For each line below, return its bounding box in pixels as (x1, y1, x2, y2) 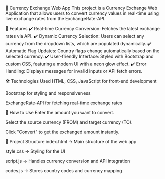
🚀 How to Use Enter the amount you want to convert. (5, 110, 115, 115)
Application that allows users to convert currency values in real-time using (5, 10, 159, 16)
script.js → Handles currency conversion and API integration (5, 158, 130, 164)
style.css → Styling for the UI (5, 148, 65, 154)
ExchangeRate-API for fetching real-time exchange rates (5, 100, 122, 106)
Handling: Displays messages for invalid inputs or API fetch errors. (5, 68, 142, 74)
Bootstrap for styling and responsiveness (5, 90, 91, 96)
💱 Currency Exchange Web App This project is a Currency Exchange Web (5, 5, 157, 11)
